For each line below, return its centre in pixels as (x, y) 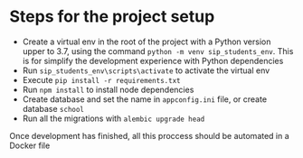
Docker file (30, 145)
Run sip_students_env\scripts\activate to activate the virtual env (146, 70)
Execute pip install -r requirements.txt (101, 79)
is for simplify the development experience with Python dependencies (153, 60)
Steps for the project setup (112, 17)
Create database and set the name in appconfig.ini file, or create (145, 99)
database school (53, 108)
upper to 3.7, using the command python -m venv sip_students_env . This (158, 51)
